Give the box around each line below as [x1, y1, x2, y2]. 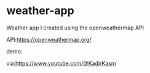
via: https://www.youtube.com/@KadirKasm [6, 60, 116, 67]
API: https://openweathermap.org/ [6, 36, 92, 43]
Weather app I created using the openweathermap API [6, 24, 144, 31]
